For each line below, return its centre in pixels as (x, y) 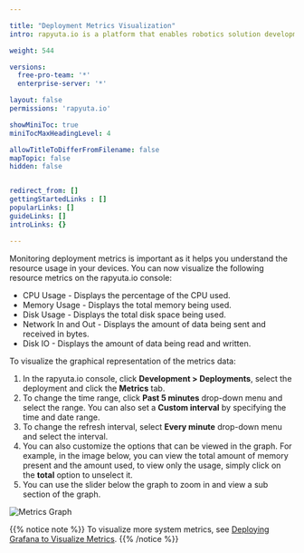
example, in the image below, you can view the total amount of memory (156, 455)
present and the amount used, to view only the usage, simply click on (152, 465)
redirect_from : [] (44, 191)
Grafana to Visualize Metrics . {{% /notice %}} (94, 538)
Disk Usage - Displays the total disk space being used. (124, 315)
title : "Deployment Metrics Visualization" (93, 25)
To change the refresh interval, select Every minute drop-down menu (152, 426)
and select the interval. (65, 436)
